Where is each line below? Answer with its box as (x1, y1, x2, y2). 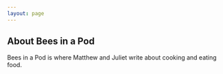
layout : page (7, 10, 45, 17)
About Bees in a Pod (7, 36, 95, 47)
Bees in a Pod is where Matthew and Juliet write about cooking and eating (7, 53, 218, 62)
